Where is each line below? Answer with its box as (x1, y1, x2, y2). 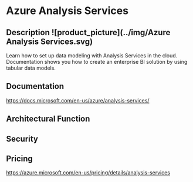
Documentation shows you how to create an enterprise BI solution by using (6, 59, 188, 65)
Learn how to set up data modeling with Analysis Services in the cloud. (6, 52, 178, 59)
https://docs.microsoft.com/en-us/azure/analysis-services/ (6, 97, 150, 104)
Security (6, 133, 38, 144)
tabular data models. (6, 64, 56, 71)
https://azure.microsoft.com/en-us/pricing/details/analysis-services (6, 169, 171, 176)
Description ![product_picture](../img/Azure (6, 28, 171, 37)
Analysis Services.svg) (6, 36, 93, 46)
